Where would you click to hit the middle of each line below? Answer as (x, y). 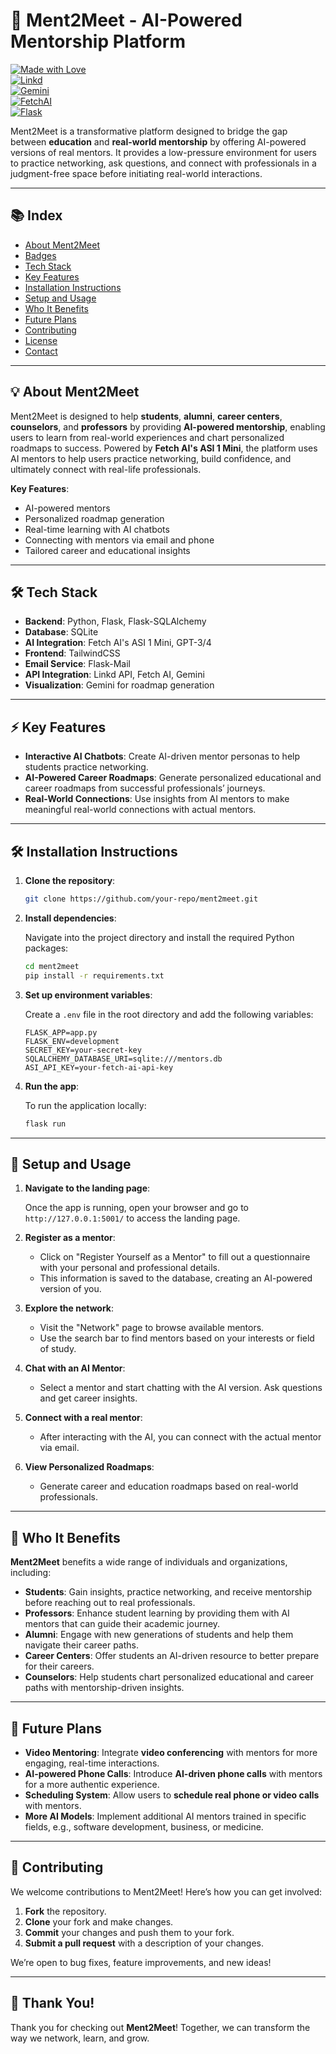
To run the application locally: (85, 1105)
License (41, 340)
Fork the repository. (65, 1911)
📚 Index (36, 215)
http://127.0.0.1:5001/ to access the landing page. (132, 1218)
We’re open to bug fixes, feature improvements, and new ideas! (141, 1962)
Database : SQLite (61, 632)
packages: (46, 948)
